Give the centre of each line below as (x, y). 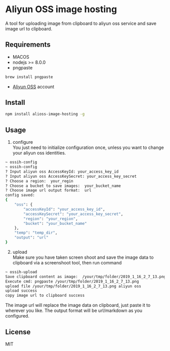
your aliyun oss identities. (39, 153)
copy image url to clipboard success (45, 296)
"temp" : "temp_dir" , (36, 233)
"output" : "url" (32, 238)
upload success (21, 291)
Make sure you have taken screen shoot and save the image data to (83, 257)
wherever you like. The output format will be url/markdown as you (74, 310)
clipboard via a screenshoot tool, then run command (67, 262)
